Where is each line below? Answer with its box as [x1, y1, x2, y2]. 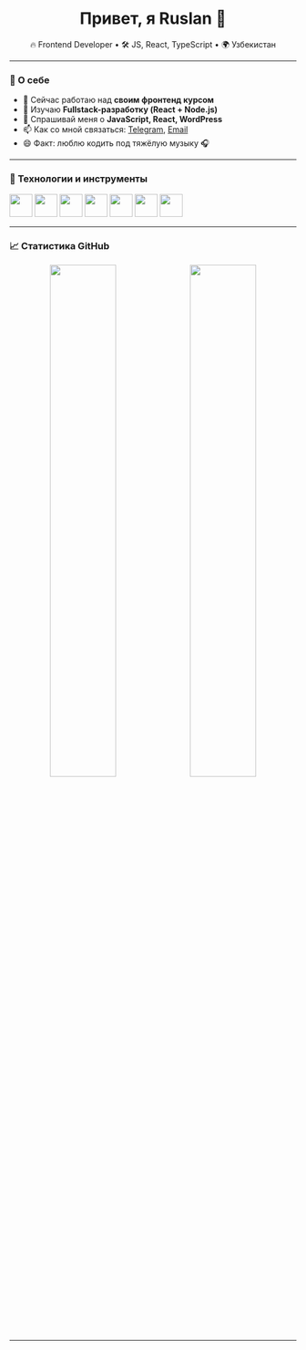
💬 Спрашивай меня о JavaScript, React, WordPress [22, 114, 223, 125]
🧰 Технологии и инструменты [9, 172, 148, 185]
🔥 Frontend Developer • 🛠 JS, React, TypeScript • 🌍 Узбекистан [30, 38, 276, 49]
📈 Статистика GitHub [9, 240, 110, 253]
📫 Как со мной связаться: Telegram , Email [22, 124, 189, 135]
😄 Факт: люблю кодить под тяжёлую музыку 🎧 [22, 138, 210, 149]
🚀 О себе [9, 73, 50, 86]
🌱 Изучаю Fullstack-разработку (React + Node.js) [22, 104, 219, 115]
